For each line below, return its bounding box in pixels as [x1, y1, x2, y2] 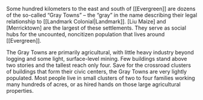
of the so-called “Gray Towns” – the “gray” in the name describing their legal [6, 11, 198, 19]
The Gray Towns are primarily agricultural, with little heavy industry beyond [6, 49, 194, 56]
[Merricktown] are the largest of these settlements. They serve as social [6, 24, 187, 31]
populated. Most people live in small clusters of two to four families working [6, 75, 195, 81]
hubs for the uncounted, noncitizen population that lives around [6, 31, 165, 38]
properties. [6, 87, 34, 94]
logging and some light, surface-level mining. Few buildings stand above [6, 55, 188, 62]
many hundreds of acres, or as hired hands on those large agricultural [6, 81, 181, 88]
